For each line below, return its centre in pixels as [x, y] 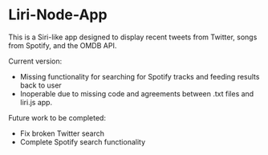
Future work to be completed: [57, 117]
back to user [41, 85]
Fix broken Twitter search [62, 133]
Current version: [35, 61]
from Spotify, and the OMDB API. [63, 45]
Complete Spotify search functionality [83, 141]
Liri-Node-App [58, 15]
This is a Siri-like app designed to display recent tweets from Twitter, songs [133, 37]
